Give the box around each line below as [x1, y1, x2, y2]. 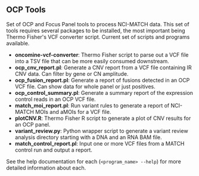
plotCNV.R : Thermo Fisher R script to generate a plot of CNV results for [14, 115, 191, 122]
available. [6, 39, 30, 47]
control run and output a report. [14, 146, 92, 153]
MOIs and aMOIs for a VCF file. [35, 108, 111, 115]
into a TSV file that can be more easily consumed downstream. [14, 57, 170, 64]
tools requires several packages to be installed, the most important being [6, 27, 186, 34]
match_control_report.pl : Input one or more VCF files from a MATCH [14, 140, 185, 147]
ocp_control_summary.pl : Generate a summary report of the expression [14, 89, 194, 96]
